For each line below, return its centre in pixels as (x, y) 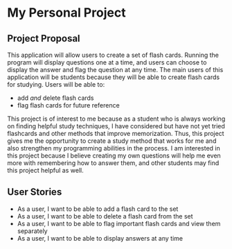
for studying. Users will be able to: (56, 84)
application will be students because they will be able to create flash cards (114, 77)
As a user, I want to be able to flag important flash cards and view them (119, 223)
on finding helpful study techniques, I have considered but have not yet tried (116, 126)
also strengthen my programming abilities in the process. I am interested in (114, 148)
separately (32, 231)
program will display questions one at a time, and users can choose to (107, 62)
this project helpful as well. (46, 170)
